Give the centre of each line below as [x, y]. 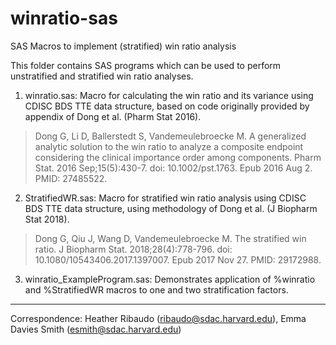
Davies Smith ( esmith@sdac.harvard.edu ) [96, 329]
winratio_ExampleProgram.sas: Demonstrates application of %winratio [170, 279]
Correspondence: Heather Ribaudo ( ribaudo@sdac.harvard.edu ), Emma [158, 318]
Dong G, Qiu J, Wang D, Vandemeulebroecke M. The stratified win [170, 238]
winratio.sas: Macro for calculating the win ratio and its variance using [169, 95]
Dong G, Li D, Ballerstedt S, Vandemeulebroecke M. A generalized [170, 136]
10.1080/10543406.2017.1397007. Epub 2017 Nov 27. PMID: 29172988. [178, 259]
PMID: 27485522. [71, 178]
